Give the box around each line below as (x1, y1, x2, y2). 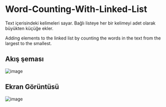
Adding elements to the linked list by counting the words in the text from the (5, 35, 161, 41)
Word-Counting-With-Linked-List (5, 3, 148, 15)
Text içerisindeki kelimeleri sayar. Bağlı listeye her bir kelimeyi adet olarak (5, 20, 156, 26)
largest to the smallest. (5, 40, 52, 46)
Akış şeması (5, 55, 44, 63)
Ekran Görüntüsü (5, 82, 59, 91)
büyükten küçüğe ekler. (5, 25, 54, 31)
